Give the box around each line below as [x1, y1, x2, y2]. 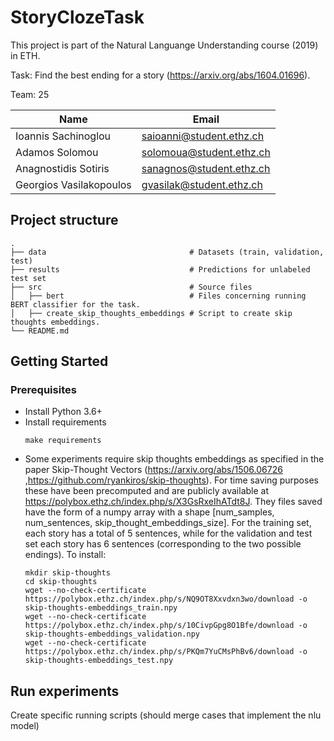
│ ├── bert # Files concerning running [10, 291, 307, 301]
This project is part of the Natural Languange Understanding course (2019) [10, 39, 319, 51]
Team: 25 [10, 88, 50, 100]
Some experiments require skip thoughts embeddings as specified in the [24, 453, 325, 465]
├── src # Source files [10, 282, 253, 292]
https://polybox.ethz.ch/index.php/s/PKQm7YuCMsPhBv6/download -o [24, 647, 308, 657]
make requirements [24, 436, 102, 446]
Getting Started [10, 353, 109, 370]
